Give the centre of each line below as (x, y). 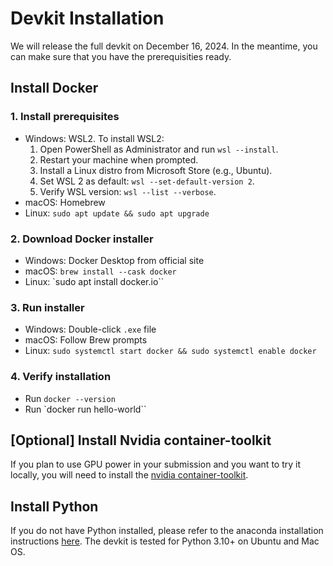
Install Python (54, 506)
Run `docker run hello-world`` (85, 409)
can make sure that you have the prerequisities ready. (121, 56)
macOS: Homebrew (65, 202)
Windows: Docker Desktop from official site (114, 260)
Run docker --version (70, 398)
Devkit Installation (87, 18)
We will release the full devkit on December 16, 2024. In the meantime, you (164, 46)
